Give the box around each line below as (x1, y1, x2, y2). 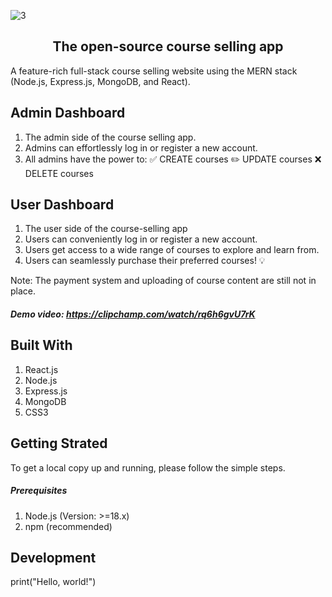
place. (10, 285, 37, 297)
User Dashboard (10, 196, 115, 214)
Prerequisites (10, 485, 68, 497)
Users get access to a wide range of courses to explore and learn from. (24, 244, 320, 256)
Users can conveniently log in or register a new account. (24, 233, 258, 245)
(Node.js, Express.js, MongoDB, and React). (10, 75, 191, 87)
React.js (24, 363, 59, 375)
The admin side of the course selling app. (24, 131, 197, 143)
